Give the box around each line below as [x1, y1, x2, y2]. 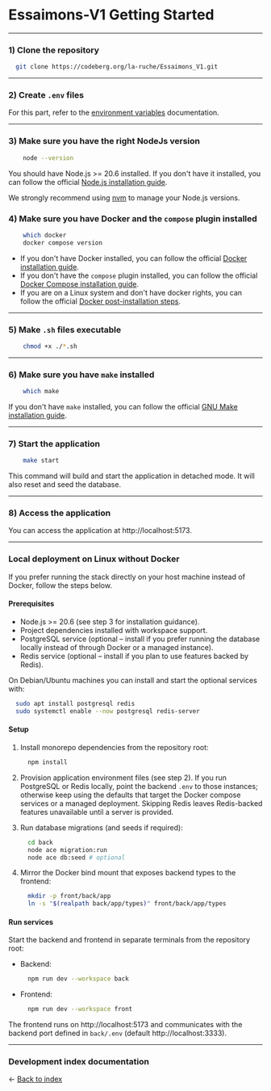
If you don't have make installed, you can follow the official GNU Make [8, 401, 238, 411]
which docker [23, 231, 67, 239]
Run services [8, 917, 54, 926]
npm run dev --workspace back [27, 975, 129, 983]
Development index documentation [8, 1056, 149, 1068]
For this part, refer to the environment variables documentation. [8, 107, 219, 118]
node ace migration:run [27, 846, 107, 854]
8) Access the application [8, 507, 111, 518]
